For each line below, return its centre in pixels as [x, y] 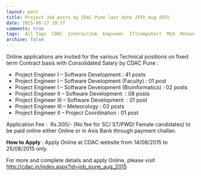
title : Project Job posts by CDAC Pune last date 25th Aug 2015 [88, 17]
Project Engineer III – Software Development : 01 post [81, 100]
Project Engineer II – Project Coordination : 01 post [77, 113]
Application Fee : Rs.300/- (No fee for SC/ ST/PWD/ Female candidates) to [98, 124]
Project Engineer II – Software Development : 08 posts [82, 94]
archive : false [25, 40]
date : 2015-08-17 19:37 [36, 23]
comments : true [25, 28]
